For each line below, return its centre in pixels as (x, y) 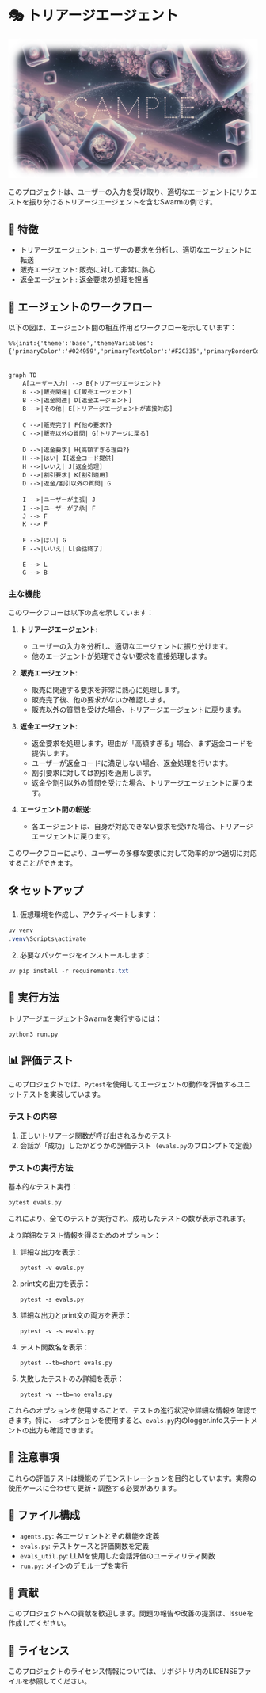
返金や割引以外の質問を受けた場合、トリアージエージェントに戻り (139, 783)
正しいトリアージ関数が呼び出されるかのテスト (96, 1136)
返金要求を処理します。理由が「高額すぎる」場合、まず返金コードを (142, 744)
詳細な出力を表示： (51, 1252)
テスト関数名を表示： (54, 1347)
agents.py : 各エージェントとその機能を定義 (89, 1535)
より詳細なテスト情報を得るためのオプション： (84, 1235)
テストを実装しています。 (63, 1094)
